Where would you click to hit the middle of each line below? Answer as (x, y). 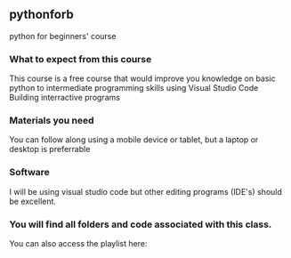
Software (30, 173)
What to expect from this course (81, 59)
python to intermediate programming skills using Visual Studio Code (134, 88)
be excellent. (32, 201)
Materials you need (52, 121)
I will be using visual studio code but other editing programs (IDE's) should (146, 191)
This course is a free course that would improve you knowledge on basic (142, 78)
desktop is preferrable (50, 149)
